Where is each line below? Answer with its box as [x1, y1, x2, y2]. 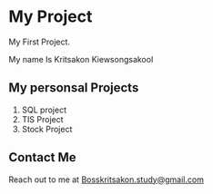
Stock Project [21, 123, 73, 134]
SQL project [21, 104, 67, 115]
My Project [8, 6, 93, 27]
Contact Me [8, 150, 76, 165]
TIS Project [21, 113, 65, 124]
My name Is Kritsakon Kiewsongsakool [8, 53, 154, 64]
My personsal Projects [8, 80, 139, 96]
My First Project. [8, 36, 70, 47]
